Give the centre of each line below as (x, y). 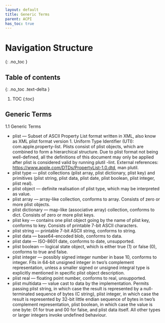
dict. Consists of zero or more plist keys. (54, 215)
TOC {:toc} (23, 99)
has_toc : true (20, 24)
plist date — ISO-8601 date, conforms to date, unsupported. (73, 241)
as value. (22, 194)
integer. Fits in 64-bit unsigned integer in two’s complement (73, 262)
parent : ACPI (19, 19)
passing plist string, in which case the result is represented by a (77, 288)
